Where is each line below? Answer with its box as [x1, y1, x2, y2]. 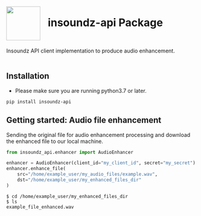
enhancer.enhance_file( [6, 166, 66, 172]
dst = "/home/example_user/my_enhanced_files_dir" [17, 177, 142, 183]
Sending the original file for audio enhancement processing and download [6, 131, 191, 138]
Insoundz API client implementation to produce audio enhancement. [6, 47, 175, 54]
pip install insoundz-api [6, 98, 71, 105]
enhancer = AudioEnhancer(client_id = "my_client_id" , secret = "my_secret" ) [6, 160, 196, 166]
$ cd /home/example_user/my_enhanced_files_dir [6, 193, 129, 199]
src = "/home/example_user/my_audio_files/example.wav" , [17, 171, 158, 177]
